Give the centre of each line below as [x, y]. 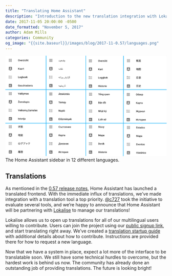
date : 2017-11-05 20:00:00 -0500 [41, 22]
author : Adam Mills [26, 33]
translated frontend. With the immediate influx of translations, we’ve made [83, 194]
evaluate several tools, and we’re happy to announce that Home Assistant [83, 205]
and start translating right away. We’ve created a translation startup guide [83, 231]
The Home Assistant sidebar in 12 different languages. [62, 160]
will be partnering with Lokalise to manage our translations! [68, 210]
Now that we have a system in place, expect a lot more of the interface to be [86, 252]
